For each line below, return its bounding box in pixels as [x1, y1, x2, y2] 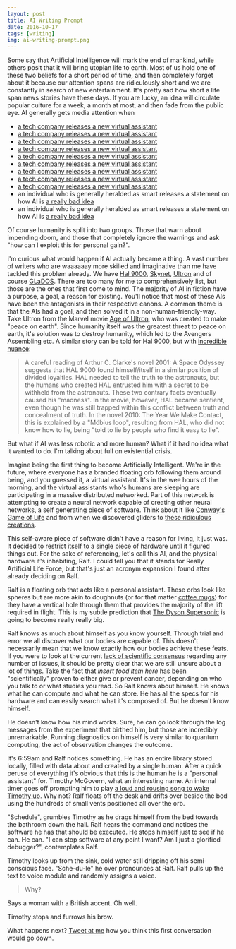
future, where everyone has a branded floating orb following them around [7, 468, 221, 477]
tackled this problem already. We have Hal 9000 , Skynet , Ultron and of [7, 270, 212, 278]
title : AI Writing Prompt [7, 17, 83, 24]
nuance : [7, 345, 31, 353]
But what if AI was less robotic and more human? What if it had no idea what [7, 439, 229, 448]
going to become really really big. [7, 616, 104, 624]
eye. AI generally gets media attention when [7, 109, 135, 117]
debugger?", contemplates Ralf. [7, 843, 99, 852]
